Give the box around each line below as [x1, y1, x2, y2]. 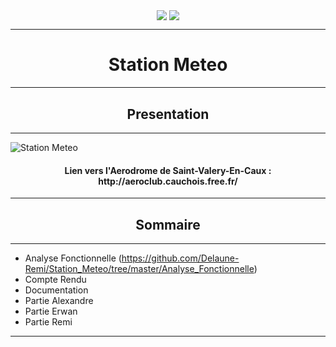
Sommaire [135, 216, 201, 233]
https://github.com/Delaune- [121, 252, 240, 264]
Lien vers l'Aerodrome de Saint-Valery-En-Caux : [64, 164, 272, 176]
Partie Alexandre [24, 294, 94, 306]
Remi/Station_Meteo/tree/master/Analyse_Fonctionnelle [24, 262, 255, 274]
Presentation [126, 105, 210, 123]
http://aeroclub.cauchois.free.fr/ [98, 175, 238, 187]
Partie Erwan [24, 305, 78, 317]
